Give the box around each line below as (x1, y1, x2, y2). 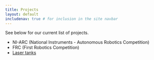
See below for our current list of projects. (5, 30, 89, 36)
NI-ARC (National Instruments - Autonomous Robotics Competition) (12, 39, 150, 45)
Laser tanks (12, 50, 37, 56)
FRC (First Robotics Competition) (12, 45, 79, 51)
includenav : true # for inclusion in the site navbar (5, 16, 118, 21)
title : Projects (5, 7, 38, 12)
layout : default (5, 12, 38, 17)
